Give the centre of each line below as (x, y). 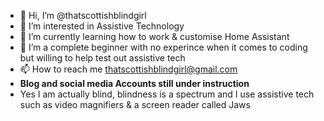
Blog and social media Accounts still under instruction (134, 83)
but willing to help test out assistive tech (102, 58)
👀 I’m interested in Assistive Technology (102, 26)
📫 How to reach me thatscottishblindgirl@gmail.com (128, 69)
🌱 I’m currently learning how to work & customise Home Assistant (154, 36)
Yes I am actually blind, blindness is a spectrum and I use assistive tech (167, 94)
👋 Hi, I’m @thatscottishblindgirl (83, 15)
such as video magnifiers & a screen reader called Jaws (135, 104)
